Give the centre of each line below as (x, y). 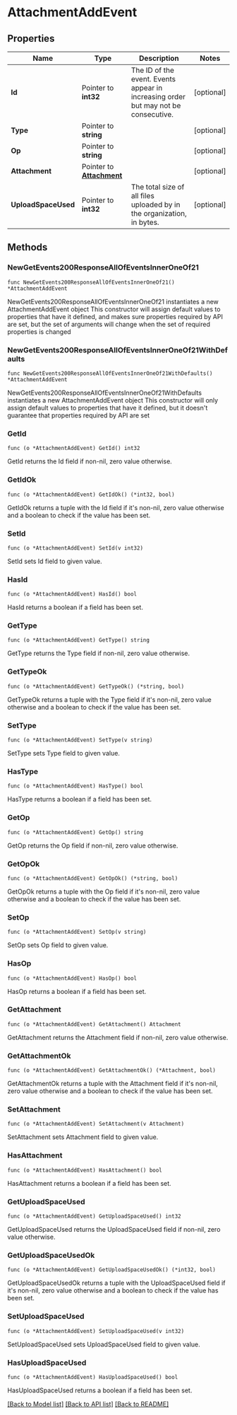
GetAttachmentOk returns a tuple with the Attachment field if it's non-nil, (113, 1084)
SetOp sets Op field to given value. (58, 945)
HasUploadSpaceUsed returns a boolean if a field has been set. (100, 1390)
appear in (147, 88)
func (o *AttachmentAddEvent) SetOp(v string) (77, 932)
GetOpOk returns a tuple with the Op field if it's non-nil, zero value (104, 891)
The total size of (158, 187)
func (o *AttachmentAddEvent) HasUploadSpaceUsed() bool (93, 1377)
